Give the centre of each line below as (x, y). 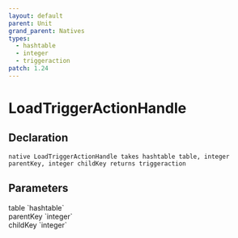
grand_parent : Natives (47, 31)
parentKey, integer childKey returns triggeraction (97, 163)
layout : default (36, 16)
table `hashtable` (36, 207)
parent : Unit (30, 23)
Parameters (38, 188)
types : (19, 38)
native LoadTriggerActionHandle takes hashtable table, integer (119, 157)
